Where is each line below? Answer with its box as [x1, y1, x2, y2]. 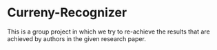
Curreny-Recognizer [7, 5, 127, 21]
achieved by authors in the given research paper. [7, 34, 147, 42]
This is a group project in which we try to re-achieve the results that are [7, 27, 210, 36]
